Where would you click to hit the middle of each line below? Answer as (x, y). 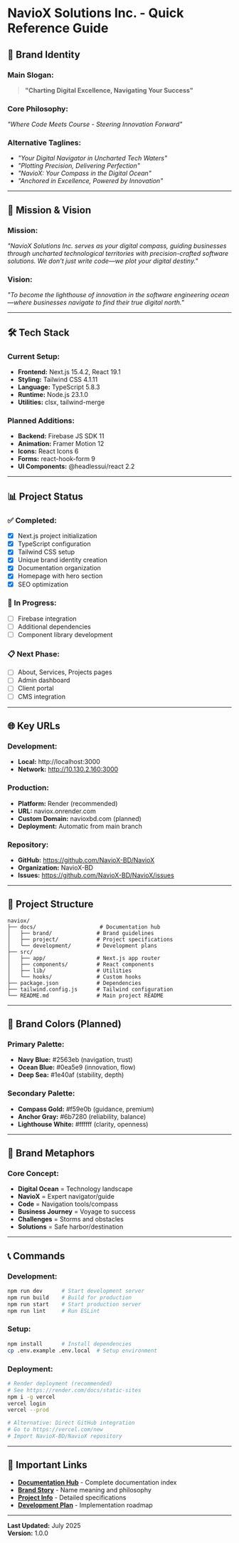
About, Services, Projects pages (65, 672)
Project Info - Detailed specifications (72, 1497)
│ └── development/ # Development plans (83, 946)
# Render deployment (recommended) (60, 1383)
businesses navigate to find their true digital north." (109, 303)
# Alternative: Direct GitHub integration (71, 1423)
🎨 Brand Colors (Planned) (65, 1024)
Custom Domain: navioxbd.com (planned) (80, 818)
